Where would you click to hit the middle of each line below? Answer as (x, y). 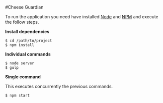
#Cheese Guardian (24, 7)
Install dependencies (27, 31)
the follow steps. (22, 22)
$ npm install (20, 45)
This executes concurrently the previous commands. (59, 86)
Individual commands (28, 54)
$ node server (20, 63)
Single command (23, 77)
